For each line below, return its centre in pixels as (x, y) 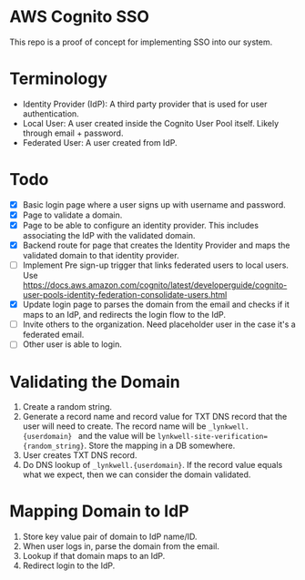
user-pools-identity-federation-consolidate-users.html (125, 295)
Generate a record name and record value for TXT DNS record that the (155, 417)
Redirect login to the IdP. (69, 565)
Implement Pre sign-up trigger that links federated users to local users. (156, 265)
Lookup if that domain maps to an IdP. (94, 556)
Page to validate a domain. (72, 215)
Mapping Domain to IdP (99, 511)
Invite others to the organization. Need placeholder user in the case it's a (159, 324)
